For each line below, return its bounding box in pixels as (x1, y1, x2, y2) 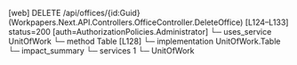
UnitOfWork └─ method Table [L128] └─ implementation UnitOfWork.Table (8, 36, 281, 46)
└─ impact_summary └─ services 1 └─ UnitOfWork (8, 45, 195, 56)
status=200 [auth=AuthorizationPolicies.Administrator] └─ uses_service (8, 27, 272, 37)
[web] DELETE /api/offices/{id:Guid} (8, 8, 140, 18)
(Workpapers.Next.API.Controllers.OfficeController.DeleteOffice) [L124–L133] (8, 17, 289, 28)
